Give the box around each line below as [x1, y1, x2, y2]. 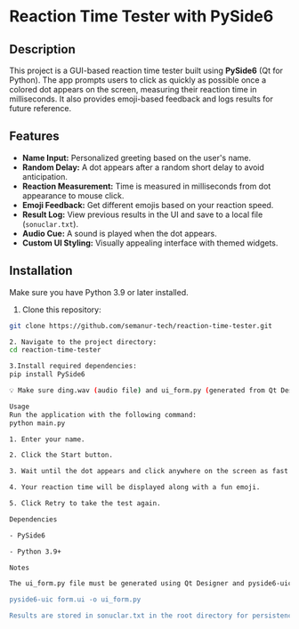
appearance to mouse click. [21, 190, 125, 201]
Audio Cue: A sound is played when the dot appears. [21, 228, 217, 238]
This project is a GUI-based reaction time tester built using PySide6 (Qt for [9, 65, 283, 76]
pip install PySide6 [9, 370, 86, 379]
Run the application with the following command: [9, 410, 198, 419]
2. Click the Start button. [9, 451, 114, 460]
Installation [9, 263, 73, 278]
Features [9, 129, 60, 144]
